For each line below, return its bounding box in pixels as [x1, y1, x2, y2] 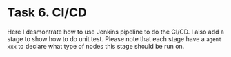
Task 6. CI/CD [7, 5, 88, 21]
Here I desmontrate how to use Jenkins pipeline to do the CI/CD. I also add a [7, 27, 224, 36]
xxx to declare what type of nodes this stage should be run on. [7, 42, 185, 50]
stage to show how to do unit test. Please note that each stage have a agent [7, 34, 222, 43]
